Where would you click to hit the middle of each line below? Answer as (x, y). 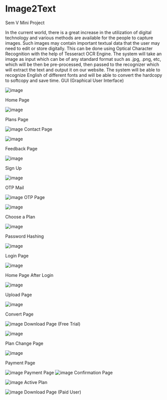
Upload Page (19, 294)
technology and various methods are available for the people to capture (79, 38)
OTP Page (35, 197)
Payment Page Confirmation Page (68, 372)
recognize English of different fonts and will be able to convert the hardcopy (84, 75)
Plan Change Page (24, 343)
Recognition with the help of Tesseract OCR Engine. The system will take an (83, 54)
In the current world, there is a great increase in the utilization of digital (78, 32)
